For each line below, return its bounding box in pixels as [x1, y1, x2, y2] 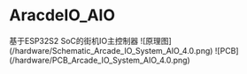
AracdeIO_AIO [9, 5, 115, 26]
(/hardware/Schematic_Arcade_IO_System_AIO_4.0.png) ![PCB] [9, 45, 239, 55]
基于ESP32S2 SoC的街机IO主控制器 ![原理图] [9, 35, 173, 46]
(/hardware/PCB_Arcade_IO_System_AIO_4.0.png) [9, 55, 190, 65]
